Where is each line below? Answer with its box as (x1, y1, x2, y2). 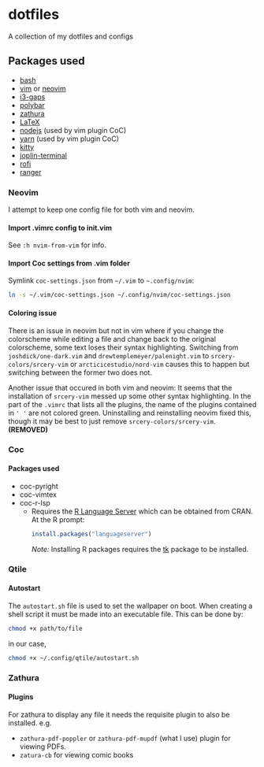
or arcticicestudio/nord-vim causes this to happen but (69, 359, 250, 369)
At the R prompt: (31, 514, 85, 524)
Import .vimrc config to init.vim (8, 223, 113, 232)
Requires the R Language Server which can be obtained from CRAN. (31, 506, 254, 516)
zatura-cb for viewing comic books (19, 750, 134, 759)
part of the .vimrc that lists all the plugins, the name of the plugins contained (8, 399, 257, 409)
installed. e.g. (8, 718, 52, 728)
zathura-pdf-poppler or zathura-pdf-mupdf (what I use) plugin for (19, 733, 231, 743)
